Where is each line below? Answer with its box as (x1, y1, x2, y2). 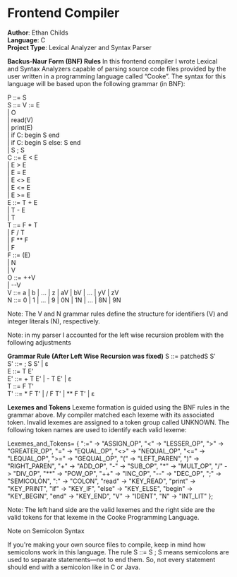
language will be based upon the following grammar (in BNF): (7, 79, 186, 88)
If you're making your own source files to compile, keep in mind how (7, 540, 206, 549)
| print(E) (7, 123, 33, 131)
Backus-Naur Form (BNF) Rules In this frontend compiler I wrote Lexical (7, 56, 218, 65)
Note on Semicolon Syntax (7, 526, 85, 535)
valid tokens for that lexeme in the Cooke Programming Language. (7, 513, 200, 521)
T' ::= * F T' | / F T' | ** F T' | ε (7, 389, 95, 398)
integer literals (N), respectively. (7, 316, 100, 326)
